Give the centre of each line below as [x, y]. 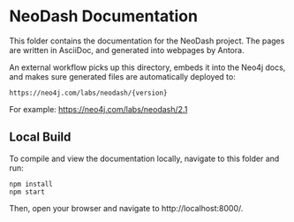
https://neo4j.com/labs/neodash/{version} [88, 93]
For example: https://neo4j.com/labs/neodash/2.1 [98, 109]
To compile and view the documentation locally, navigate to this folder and [144, 158]
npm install [31, 184]
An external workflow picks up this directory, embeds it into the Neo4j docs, [147, 67]
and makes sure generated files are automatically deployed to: [122, 76]
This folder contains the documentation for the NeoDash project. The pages [147, 41]
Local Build [40, 138]
